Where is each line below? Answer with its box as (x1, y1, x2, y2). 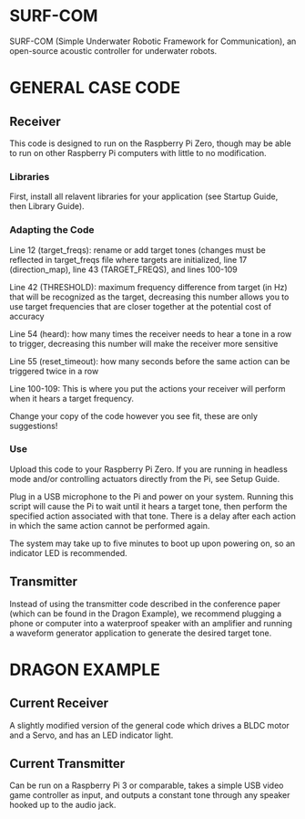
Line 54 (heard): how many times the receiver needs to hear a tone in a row (9, 328, 292, 339)
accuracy (9, 310, 45, 321)
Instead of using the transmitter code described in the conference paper (9, 598, 280, 609)
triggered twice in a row (9, 365, 99, 376)
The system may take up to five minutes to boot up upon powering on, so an (9, 538, 296, 549)
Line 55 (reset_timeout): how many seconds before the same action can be (9, 355, 290, 366)
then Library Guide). (9, 201, 85, 212)
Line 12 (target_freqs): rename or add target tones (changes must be (9, 244, 266, 256)
